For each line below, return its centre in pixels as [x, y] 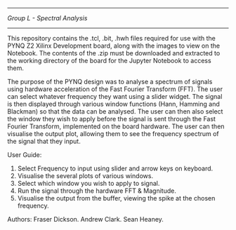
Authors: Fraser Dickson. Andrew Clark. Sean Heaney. [85, 219]
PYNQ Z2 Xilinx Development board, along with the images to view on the [113, 46]
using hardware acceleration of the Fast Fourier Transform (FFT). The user [115, 89]
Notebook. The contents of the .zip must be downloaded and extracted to [114, 53]
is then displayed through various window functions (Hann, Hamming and [113, 104]
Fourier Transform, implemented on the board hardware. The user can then [116, 126]
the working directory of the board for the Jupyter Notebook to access [110, 61]
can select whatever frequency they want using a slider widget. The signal [115, 96]
